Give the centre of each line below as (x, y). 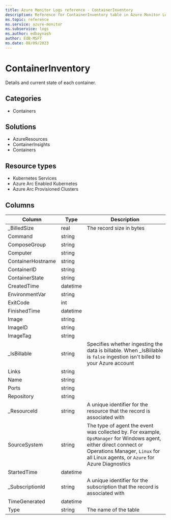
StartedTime (23, 472)
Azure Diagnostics (109, 463)
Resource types (31, 166)
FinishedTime (24, 310)
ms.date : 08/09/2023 (27, 43)
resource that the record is (119, 411)
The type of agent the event (120, 425)
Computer (20, 253)
